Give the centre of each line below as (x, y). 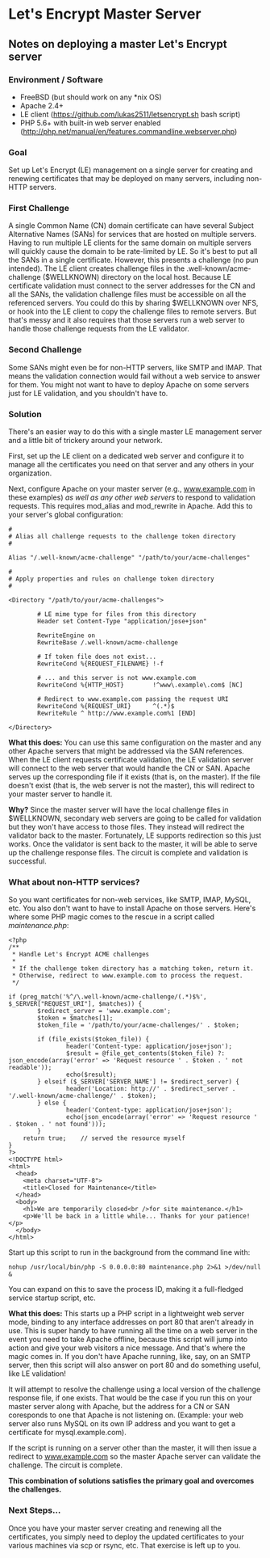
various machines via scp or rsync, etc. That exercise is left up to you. (125, 1545)
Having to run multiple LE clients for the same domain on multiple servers (130, 243)
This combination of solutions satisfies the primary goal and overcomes (131, 1481)
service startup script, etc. (52, 1298)
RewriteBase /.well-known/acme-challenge (108, 643)
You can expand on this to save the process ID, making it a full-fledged (126, 1290)
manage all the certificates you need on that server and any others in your (131, 465)
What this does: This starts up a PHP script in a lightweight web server (127, 1314)
